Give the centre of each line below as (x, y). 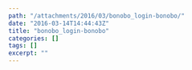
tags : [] (23, 46)
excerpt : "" (28, 53)
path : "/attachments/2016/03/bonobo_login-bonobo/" (96, 16)
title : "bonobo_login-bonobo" (59, 31)
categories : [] (34, 38)
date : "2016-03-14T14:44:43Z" (59, 23)
